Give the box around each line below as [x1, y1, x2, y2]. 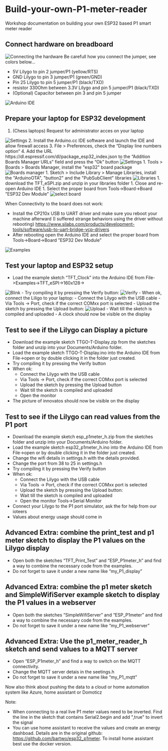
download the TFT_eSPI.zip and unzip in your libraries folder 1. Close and [5, 180, 156, 186]
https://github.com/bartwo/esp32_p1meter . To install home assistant [12, 735, 153, 741]
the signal [12, 719, 33, 725]
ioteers [12, 509, 28, 514]
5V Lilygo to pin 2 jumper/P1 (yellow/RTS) [12, 68, 98, 74]
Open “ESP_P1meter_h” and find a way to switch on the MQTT [12, 658, 141, 664]
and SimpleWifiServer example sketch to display [5, 591, 160, 599]
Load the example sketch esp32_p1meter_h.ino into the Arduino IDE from [12, 444, 163, 450]
